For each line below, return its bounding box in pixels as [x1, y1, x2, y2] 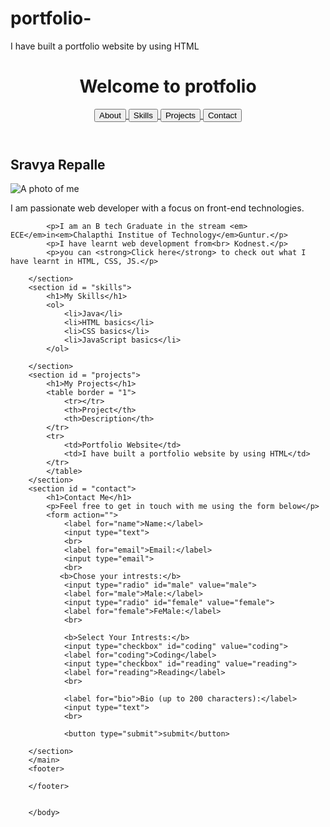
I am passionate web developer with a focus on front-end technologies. [10, 202, 305, 214]
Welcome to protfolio [79, 75, 257, 98]
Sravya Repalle [10, 156, 106, 173]
